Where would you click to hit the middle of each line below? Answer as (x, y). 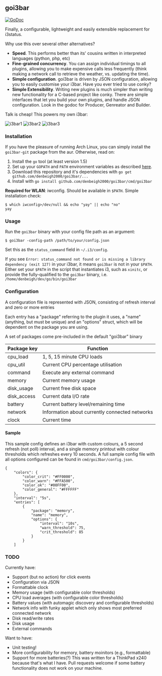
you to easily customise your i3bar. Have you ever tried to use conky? (81, 84)
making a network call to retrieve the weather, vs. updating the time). (81, 74)
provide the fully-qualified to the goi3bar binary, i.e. (56, 275)
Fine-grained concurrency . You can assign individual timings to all (79, 63)
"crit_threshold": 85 (61, 532)
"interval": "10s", (59, 523)
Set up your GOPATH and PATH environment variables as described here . (82, 167)
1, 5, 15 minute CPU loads (73, 356)
